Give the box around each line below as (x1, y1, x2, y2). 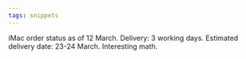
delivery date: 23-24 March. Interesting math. (8, 41, 158, 51)
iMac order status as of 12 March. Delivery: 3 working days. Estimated (8, 33, 239, 42)
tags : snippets (8, 11, 59, 20)
